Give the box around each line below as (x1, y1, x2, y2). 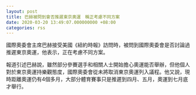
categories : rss (6, 24, 45, 31)
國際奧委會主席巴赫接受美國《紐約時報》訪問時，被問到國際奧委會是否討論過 (6, 41, 190, 48)
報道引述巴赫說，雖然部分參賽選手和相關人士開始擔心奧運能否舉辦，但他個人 (6, 61, 190, 68)
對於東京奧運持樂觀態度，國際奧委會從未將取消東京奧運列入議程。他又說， (6, 68, 185, 76)
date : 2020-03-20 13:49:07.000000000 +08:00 (6, 19, 116, 25)
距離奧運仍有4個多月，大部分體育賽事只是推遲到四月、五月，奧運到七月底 (10, 76, 188, 83)
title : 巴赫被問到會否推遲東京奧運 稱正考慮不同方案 (6, 14, 120, 20)
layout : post (6, 8, 38, 15)
